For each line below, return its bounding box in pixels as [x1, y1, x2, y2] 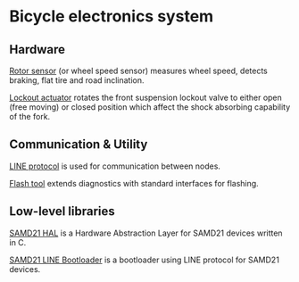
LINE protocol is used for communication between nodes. [9, 161, 221, 171]
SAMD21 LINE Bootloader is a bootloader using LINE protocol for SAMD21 [9, 254, 279, 265]
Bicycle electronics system [9, 6, 214, 27]
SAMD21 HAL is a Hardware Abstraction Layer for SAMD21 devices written [9, 228, 283, 238]
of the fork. [9, 112, 51, 121]
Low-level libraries [9, 203, 116, 220]
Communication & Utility [9, 137, 148, 153]
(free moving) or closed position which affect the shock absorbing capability [9, 102, 291, 112]
